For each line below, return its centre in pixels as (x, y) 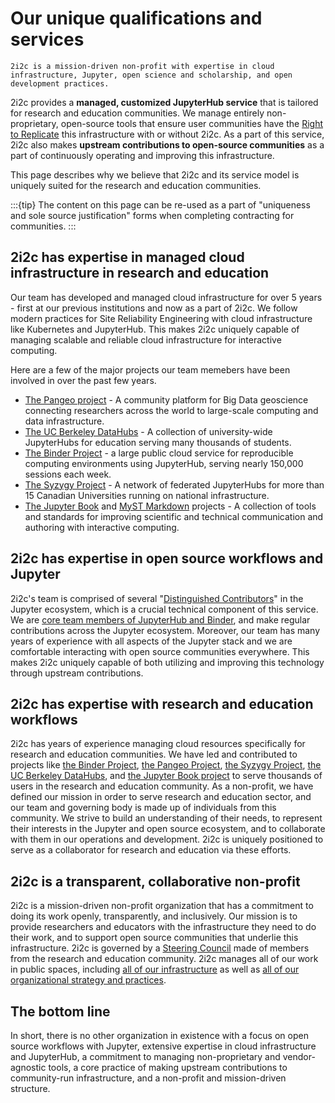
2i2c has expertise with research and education (162, 703)
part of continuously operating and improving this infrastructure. (142, 155)
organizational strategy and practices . (88, 980)
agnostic (28, 1067)
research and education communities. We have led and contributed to (154, 754)
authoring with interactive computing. (102, 527)
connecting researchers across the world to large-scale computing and (171, 410)
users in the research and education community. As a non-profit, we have (162, 786)
